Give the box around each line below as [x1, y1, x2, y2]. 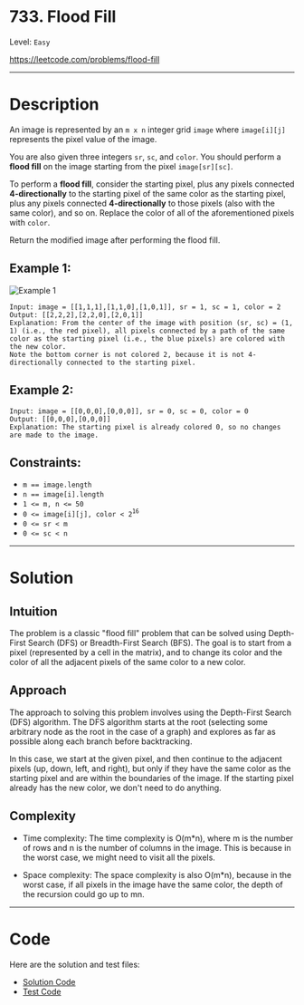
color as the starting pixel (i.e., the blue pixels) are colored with [9, 333, 285, 343]
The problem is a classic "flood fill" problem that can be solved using [9, 627, 267, 638]
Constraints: [9, 455, 81, 470]
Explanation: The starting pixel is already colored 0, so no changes [9, 422, 281, 431]
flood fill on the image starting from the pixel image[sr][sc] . [9, 160, 233, 171]
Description [9, 94, 100, 115]
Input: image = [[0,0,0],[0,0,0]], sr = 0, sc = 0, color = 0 [9, 406, 249, 416]
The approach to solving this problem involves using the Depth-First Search [9, 707, 292, 718]
